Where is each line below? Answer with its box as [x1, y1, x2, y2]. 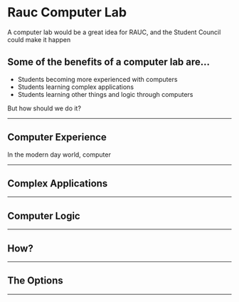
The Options [7, 275, 64, 287]
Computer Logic [7, 209, 80, 222]
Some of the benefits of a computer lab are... [7, 56, 211, 68]
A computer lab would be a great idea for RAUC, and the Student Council [7, 28, 221, 36]
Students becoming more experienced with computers [17, 75, 178, 83]
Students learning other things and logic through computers [17, 90, 193, 98]
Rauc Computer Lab [7, 4, 127, 21]
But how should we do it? [7, 104, 82, 113]
